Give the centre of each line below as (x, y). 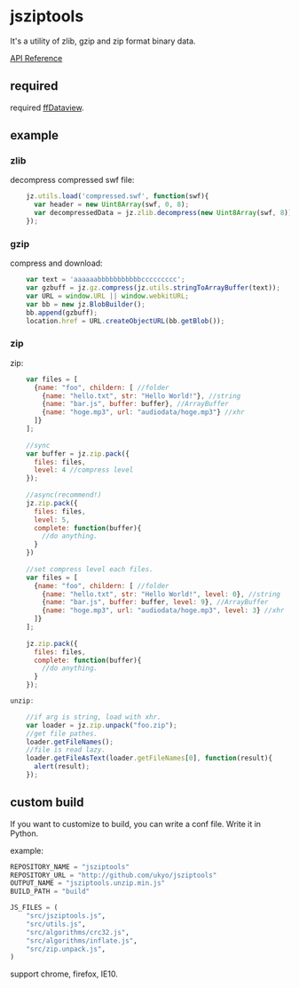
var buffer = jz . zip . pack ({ (78, 454)
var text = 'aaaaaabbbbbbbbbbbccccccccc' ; (106, 280)
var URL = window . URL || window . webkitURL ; (108, 296)
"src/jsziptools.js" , (66, 916)
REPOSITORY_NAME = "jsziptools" (70, 867)
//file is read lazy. (66, 750)
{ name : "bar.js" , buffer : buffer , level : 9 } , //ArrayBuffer (155, 602)
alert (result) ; (62, 767)
